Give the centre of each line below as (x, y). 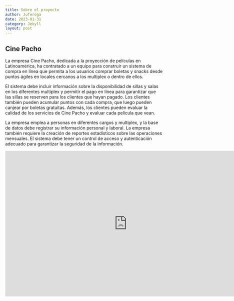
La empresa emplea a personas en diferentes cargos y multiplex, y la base (82, 122)
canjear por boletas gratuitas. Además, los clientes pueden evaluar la (76, 107)
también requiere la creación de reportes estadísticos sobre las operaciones (84, 133)
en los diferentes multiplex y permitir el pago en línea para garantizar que (80, 91)
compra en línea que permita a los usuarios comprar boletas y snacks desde (84, 71)
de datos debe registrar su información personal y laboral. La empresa (78, 127)
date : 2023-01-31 (23, 19)
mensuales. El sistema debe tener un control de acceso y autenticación (79, 138)
